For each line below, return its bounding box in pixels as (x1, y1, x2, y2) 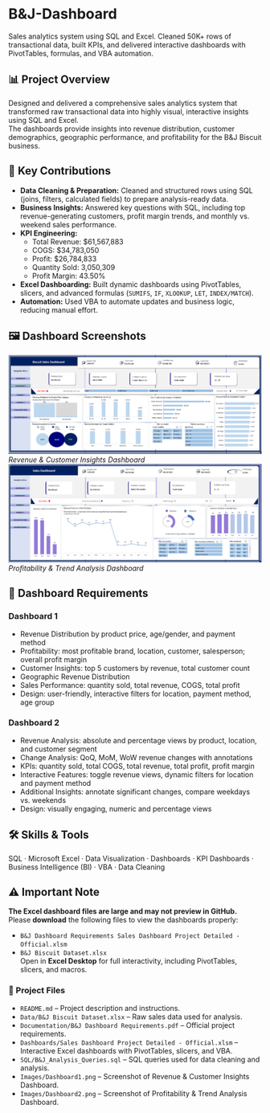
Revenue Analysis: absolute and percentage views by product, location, (19, 735, 257, 745)
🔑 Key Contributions (8, 164, 111, 178)
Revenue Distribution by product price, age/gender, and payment (19, 628, 235, 639)
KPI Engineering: (19, 228, 78, 238)
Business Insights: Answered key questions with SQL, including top (19, 203, 246, 212)
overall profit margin (19, 654, 88, 664)
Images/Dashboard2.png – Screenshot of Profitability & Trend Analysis (19, 1088, 247, 1098)
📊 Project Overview (8, 73, 110, 87)
